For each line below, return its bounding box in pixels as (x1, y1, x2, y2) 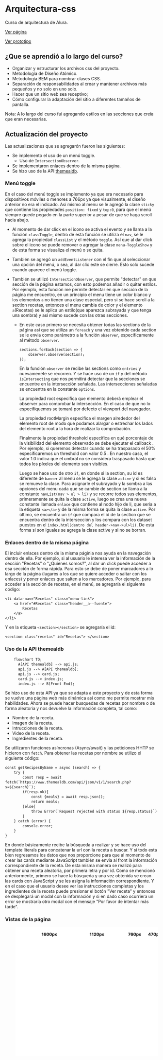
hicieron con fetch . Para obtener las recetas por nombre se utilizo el (5, 750, 142, 756)
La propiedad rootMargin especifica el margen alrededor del (19, 415, 140, 421)
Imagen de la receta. (12, 720, 53, 726)
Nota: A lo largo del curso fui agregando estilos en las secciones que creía (5, 111, 154, 117)
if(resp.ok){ (22, 790, 49, 795)
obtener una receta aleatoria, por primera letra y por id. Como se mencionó (5, 868, 155, 873)
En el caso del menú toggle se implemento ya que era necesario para (5, 191, 144, 197)
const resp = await (22, 775, 62, 780)
